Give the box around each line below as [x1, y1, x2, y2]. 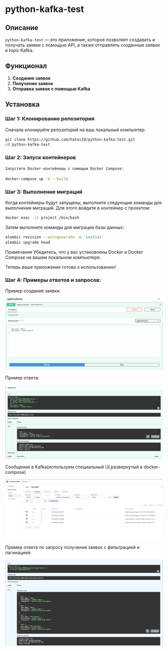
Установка [5, 100, 40, 109]
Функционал [5, 62, 47, 71]
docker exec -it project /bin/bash [5, 215, 79, 221]
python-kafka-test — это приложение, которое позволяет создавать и [5, 37, 155, 43]
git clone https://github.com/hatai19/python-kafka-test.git [5, 137, 135, 142]
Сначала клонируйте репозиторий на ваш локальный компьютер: [5, 127, 146, 133]
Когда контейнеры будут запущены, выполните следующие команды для [5, 200, 162, 206]
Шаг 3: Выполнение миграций [5, 189, 82, 196]
